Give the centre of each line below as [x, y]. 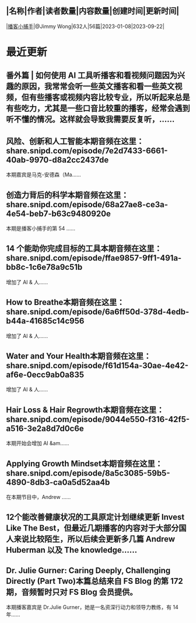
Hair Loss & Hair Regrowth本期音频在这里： [85, 410]
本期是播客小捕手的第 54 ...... [41, 228]
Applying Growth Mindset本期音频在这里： [85, 463]
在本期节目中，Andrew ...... [38, 497]
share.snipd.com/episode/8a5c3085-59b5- [88, 473]
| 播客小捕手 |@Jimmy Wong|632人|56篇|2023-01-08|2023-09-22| [85, 26]
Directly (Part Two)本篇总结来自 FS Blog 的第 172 [95, 581]
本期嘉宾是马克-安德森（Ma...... [44, 174]
